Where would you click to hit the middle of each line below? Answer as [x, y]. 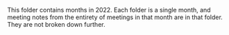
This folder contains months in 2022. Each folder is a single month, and [109, 10]
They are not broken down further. [56, 24]
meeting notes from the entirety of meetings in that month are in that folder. [115, 17]
